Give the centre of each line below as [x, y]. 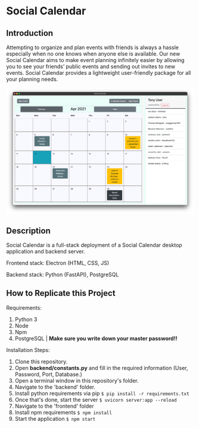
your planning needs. [32, 79]
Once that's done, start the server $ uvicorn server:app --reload [96, 399]
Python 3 [26, 319]
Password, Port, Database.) [48, 374]
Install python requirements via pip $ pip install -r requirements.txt [102, 393]
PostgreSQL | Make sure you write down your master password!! [96, 338]
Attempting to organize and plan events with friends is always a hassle [92, 47]
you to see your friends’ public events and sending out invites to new [91, 66]
